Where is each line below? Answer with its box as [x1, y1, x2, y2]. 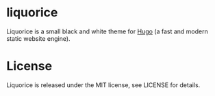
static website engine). [6, 34, 71, 42]
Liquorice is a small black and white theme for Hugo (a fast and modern [6, 27, 208, 35]
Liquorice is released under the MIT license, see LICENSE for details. [6, 80, 201, 89]
